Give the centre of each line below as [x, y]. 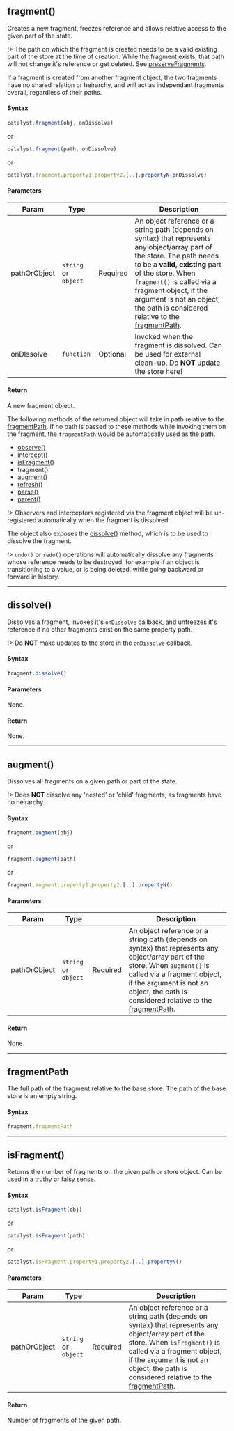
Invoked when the [164, 336]
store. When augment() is [169, 966]
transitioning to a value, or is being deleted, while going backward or [106, 570]
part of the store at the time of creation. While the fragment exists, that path [116, 56]
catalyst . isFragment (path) [46, 1236]
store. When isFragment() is [174, 1343]
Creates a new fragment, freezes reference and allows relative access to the [117, 28]
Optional [112, 354]
